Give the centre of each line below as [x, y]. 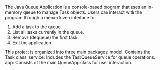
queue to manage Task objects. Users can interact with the [82, 12]
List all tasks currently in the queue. [48, 32]
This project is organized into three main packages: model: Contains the [78, 52]
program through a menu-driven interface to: [50, 17]
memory [13, 12]
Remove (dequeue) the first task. [45, 37]
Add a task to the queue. [37, 27]
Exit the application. [32, 43]
